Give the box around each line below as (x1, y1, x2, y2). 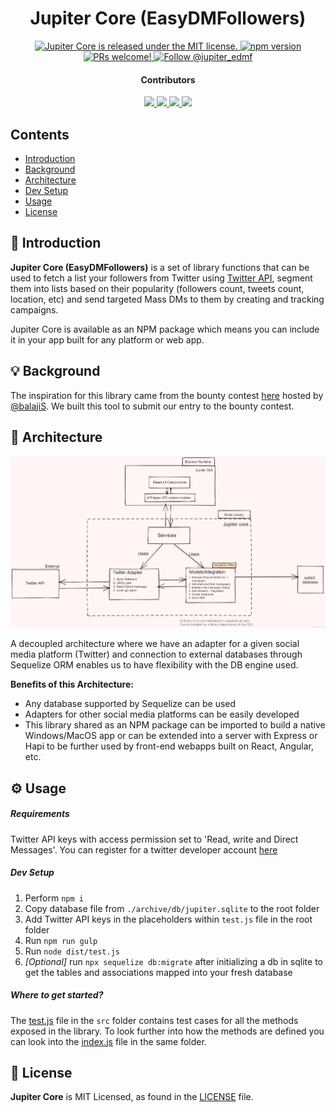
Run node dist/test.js (24, 945, 120, 957)
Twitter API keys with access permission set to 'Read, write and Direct (10, 833, 299, 845)
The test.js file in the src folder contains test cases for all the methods (10, 1014, 299, 1026)
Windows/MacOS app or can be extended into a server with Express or (24, 730, 318, 742)
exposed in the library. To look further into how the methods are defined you (10, 1025, 325, 1037)
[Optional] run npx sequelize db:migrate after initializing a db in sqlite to (24, 955, 323, 967)
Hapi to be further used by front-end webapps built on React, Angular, (24, 740, 314, 752)
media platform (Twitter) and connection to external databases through (10, 648, 303, 661)
